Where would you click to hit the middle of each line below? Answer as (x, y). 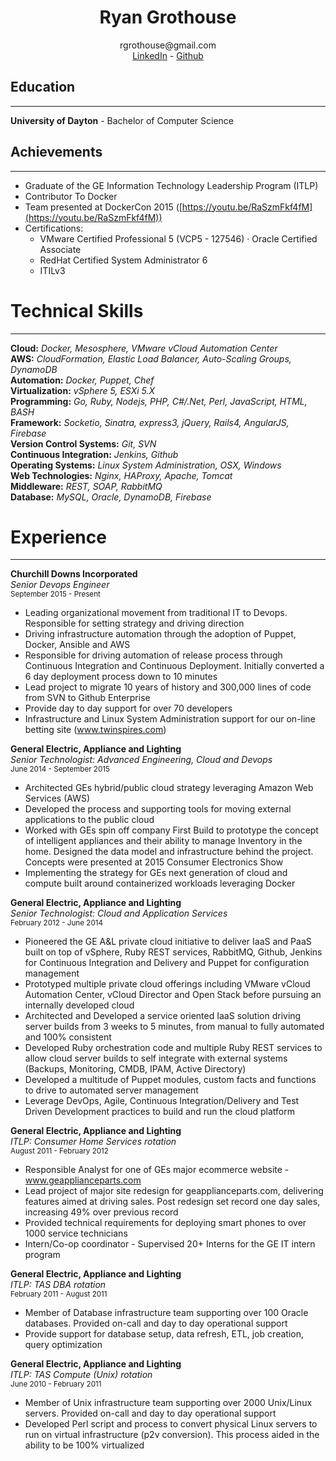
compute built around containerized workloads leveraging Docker (160, 883)
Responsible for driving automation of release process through (153, 655)
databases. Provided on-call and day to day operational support (156, 1323)
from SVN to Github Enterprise (87, 698)
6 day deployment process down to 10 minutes (121, 677)
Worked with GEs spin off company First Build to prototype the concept (171, 830)
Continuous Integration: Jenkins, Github (94, 454)
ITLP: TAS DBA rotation (58, 1285)
